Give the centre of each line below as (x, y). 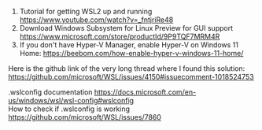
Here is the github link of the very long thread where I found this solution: (127, 69)
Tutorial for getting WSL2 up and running (86, 11)
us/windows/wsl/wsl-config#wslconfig (71, 100)
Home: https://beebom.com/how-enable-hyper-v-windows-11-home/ (131, 53)
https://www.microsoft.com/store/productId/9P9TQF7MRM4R (120, 36)
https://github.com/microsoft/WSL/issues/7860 (85, 117)
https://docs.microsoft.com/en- (145, 92)
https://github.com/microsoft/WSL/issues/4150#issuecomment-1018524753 (131, 77)
